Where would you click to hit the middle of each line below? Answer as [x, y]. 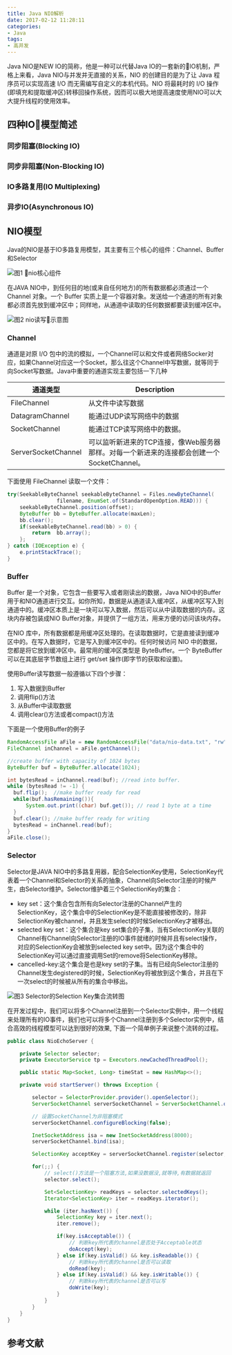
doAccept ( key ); [90, 1249]
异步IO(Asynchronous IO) [51, 207]
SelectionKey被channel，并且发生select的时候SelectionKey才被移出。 [116, 921]
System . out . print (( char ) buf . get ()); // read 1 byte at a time [118, 806]
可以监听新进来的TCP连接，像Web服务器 [155, 442]
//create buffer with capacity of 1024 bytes [74, 761]
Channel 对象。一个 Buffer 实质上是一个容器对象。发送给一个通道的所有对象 [115, 296]
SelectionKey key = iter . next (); [105, 1217]
